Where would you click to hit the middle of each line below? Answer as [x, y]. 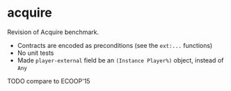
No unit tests [35, 53]
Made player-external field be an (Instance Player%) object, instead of [120, 60]
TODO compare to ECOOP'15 [49, 81]
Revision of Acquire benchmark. [53, 32]
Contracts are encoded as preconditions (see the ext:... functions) [115, 45]
